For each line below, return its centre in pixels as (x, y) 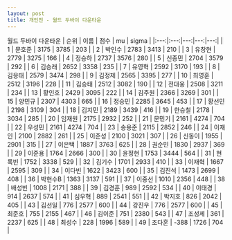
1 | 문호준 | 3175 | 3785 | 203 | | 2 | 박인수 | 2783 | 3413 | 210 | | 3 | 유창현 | (111, 49)
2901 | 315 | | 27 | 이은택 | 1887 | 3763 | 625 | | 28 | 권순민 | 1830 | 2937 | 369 (116, 144)
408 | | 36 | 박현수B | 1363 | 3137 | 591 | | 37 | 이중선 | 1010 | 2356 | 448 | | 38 (116, 179)
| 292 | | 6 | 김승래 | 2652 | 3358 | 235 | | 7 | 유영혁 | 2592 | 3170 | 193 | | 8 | (114, 66)
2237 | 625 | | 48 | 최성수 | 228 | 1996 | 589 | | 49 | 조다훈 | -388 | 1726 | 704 (115, 222)
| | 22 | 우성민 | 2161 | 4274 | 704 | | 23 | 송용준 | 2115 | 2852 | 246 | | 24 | (110, 127)
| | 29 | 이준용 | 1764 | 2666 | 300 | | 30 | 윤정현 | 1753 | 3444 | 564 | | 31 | (111, 153)
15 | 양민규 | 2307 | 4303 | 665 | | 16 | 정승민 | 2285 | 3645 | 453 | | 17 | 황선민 (116, 101)
